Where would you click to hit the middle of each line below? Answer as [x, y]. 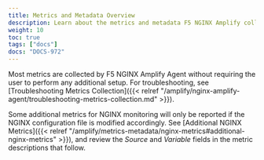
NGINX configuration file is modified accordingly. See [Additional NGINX [125, 123]
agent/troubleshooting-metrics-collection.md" [83, 99]
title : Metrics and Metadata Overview [71, 15]
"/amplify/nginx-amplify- [200, 91]
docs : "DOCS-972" [37, 52]
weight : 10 [26, 30]
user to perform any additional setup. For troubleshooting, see [109, 82]
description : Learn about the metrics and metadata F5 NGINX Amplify [125, 23]
